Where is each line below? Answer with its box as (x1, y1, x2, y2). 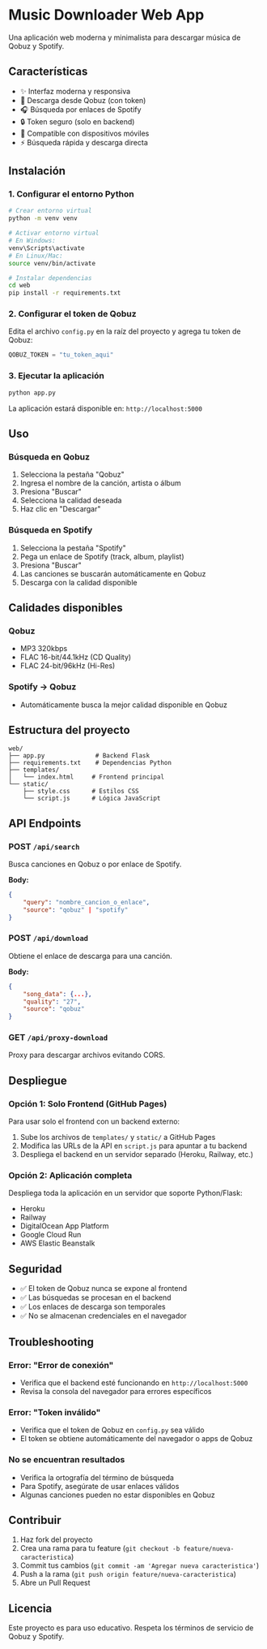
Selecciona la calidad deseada (19, 495, 122, 505)
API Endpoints (8, 816, 82, 830)
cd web (8, 282, 31, 290)
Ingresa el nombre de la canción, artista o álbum (19, 478, 181, 488)
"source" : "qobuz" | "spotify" (23, 905, 129, 914)
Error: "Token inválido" (8, 1406, 101, 1418)
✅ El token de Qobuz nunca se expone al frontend (19, 1284, 188, 1293)
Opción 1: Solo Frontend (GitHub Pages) (8, 1098, 167, 1109)
